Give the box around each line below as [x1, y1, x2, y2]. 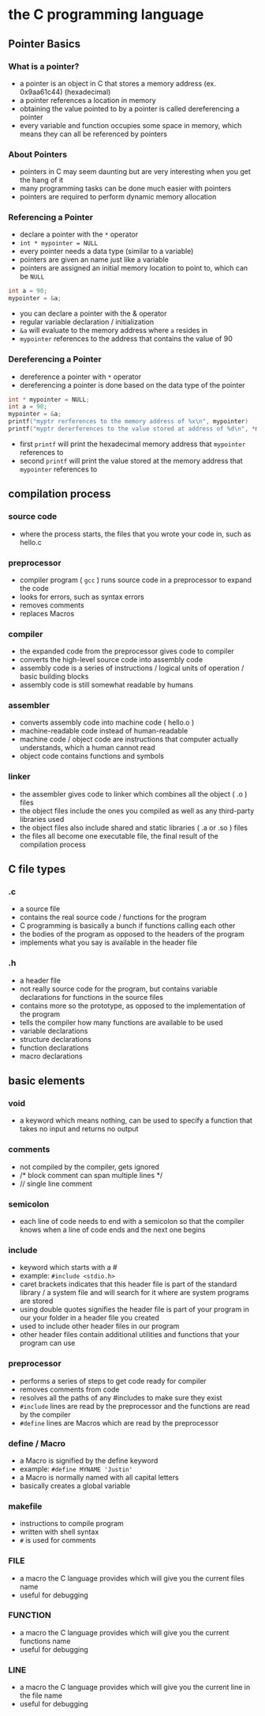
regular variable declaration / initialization [19, 317, 155, 327]
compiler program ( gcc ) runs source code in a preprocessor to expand [19, 575, 252, 585]
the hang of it [19, 176, 64, 185]
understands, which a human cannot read [19, 743, 155, 752]
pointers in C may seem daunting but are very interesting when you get [19, 167, 251, 176]
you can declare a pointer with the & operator [19, 309, 167, 318]
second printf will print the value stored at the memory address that [19, 456, 243, 465]
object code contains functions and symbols [19, 752, 164, 761]
